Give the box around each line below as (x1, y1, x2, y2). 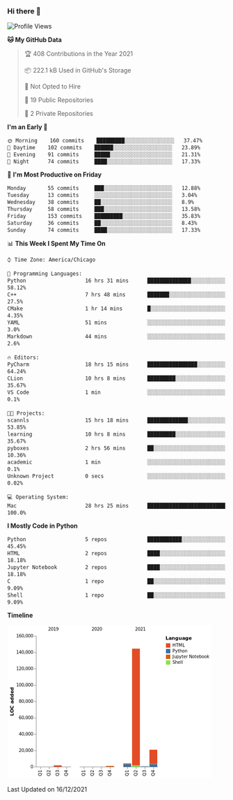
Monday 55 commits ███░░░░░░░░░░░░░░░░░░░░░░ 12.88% (7, 185, 200, 192)
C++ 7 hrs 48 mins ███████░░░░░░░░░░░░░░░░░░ (7, 291, 226, 299)
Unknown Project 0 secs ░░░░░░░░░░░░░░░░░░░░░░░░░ (7, 473, 226, 480)
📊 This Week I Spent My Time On (7, 239, 106, 248)
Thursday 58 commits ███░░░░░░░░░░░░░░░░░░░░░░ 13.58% (7, 206, 200, 213)
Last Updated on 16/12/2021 (7, 785, 88, 794)
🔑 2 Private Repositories (24, 110, 94, 118)
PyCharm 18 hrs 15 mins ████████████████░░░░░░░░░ (7, 361, 226, 369)
